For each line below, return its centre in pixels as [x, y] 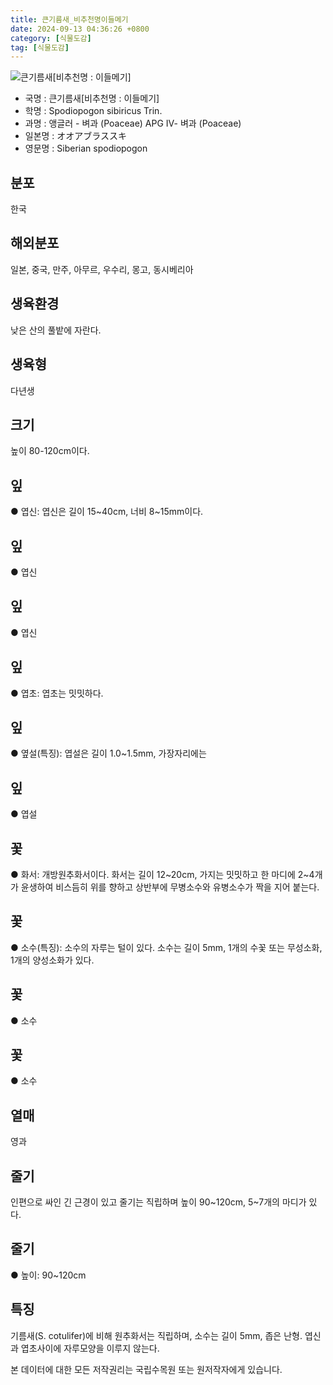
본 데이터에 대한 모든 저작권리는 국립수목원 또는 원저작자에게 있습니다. [146, 1369]
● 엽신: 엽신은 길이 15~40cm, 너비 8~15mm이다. [107, 512]
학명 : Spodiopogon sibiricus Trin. [93, 111]
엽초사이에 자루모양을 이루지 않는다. [90, 1348]
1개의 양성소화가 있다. [52, 960]
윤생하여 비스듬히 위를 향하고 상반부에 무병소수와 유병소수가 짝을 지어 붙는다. [170, 887]
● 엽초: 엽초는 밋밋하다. [57, 693]
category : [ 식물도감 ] [51, 38]
